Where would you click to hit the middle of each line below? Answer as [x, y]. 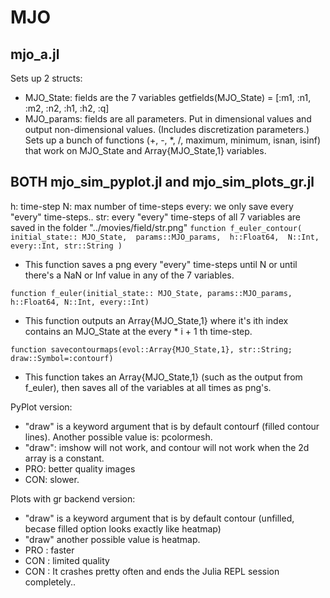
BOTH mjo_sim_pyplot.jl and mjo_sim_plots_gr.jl [162, 182]
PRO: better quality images [80, 468]
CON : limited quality [67, 560]
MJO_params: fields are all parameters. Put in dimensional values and [168, 119]
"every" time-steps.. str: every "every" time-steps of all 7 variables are [156, 217]
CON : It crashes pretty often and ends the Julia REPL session [152, 571]
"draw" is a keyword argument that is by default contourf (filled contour [172, 426]
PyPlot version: [41, 407]
